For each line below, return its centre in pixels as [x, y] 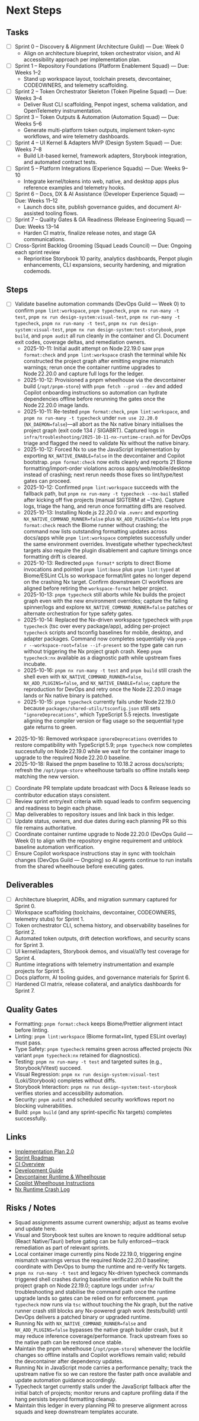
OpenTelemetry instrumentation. [63, 111]
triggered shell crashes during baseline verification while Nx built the [99, 1279]
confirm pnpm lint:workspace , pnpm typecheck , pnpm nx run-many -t [97, 311]
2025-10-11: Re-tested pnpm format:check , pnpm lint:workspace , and [107, 412]
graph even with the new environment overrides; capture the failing [106, 601]
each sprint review [37, 252]
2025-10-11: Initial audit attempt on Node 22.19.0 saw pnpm [94, 349]
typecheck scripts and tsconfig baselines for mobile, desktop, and [103, 633]
